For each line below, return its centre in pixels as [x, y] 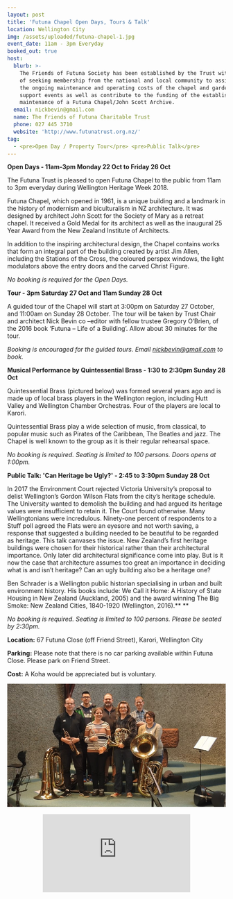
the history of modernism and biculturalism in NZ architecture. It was [105, 209]
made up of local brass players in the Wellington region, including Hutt [107, 398]
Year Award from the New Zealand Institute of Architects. [89, 231]
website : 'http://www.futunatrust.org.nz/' [77, 132]
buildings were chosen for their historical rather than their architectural [108, 548]
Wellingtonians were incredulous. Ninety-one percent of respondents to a [112, 519]
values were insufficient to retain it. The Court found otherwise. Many [106, 511]
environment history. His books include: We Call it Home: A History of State [114, 591]
